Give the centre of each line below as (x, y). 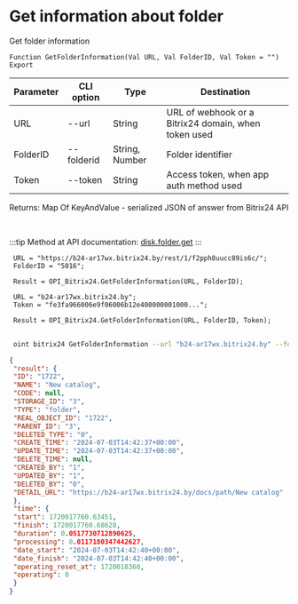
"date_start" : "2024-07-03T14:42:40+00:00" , (96, 550)
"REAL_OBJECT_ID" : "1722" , (63, 418)
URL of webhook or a (210, 112)
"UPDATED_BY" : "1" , (49, 476)
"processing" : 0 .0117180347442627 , (78, 542)
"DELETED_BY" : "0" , (49, 484)
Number (129, 160)
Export (21, 65)
